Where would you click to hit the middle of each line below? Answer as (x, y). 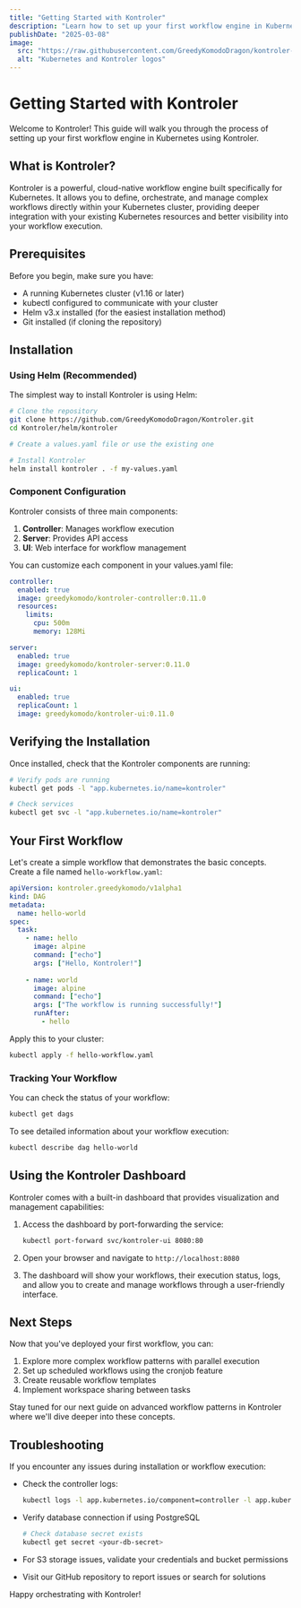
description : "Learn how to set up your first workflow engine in (136, 26)
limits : (39, 615)
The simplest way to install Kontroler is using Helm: (103, 395)
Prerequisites (47, 254)
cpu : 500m (51, 623)
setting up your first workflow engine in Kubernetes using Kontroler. (134, 138)
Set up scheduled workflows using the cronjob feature (123, 1371)
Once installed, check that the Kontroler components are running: (130, 763)
